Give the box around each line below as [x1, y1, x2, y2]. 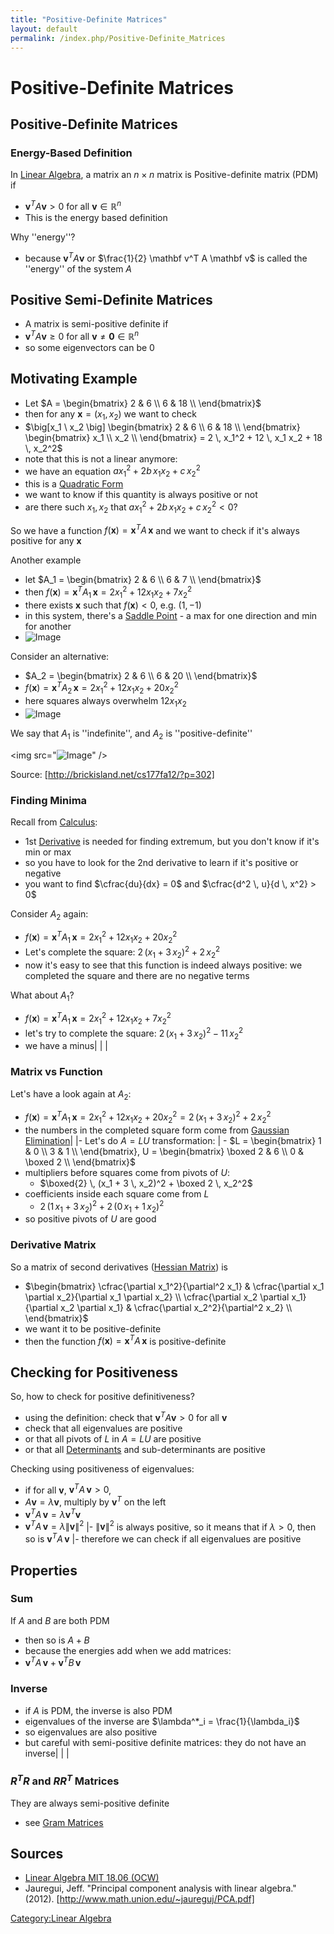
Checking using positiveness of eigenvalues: [10, 1462, 195, 1475]
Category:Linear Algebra [10, 1912, 112, 1925]
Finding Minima [10, 793, 88, 807]
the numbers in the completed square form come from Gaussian [24, 1124, 290, 1136]
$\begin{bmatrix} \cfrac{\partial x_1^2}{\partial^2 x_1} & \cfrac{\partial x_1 [24, 1280, 325, 1292]
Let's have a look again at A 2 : [10, 1087, 132, 1102]
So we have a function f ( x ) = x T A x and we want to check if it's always [10, 522, 300, 536]
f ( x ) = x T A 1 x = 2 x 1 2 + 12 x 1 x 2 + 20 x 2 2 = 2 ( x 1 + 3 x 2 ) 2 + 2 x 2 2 [24, 1109, 272, 1125]
